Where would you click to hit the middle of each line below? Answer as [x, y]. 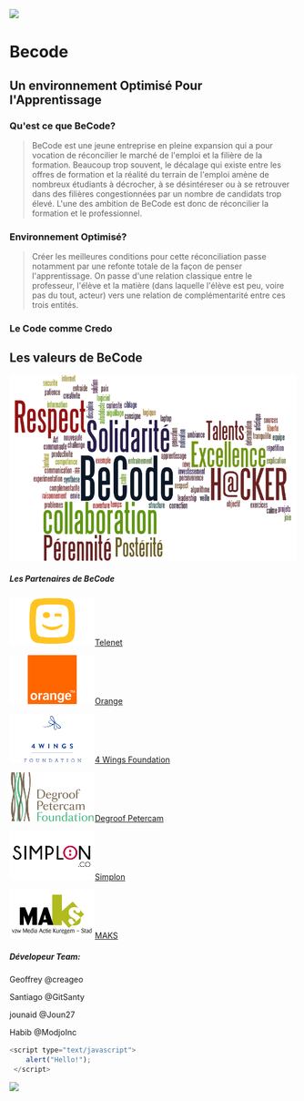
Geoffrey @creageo [46, 980]
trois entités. [55, 305]
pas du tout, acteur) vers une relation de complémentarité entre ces [158, 295]
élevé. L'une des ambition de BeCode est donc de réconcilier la [150, 203]
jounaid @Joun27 [42, 1014]
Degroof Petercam [129, 819]
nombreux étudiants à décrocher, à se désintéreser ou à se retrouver [161, 184]
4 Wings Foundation [133, 759]
